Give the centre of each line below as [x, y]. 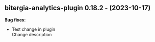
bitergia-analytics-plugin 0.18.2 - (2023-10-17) [77, 8]
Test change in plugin [33, 29]
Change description [32, 34]
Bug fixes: [15, 20]
